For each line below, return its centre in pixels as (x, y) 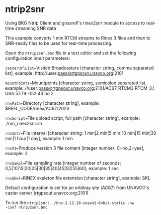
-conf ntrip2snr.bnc (27, 207)
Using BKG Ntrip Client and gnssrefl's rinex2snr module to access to (75, 23)
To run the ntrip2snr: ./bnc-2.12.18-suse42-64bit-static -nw (70, 203)
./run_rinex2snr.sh (24, 123)
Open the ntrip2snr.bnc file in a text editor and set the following (71, 53)
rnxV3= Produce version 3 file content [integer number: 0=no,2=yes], (75, 148)
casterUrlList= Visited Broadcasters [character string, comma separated (80, 68)
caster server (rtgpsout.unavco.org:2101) (47, 193)
